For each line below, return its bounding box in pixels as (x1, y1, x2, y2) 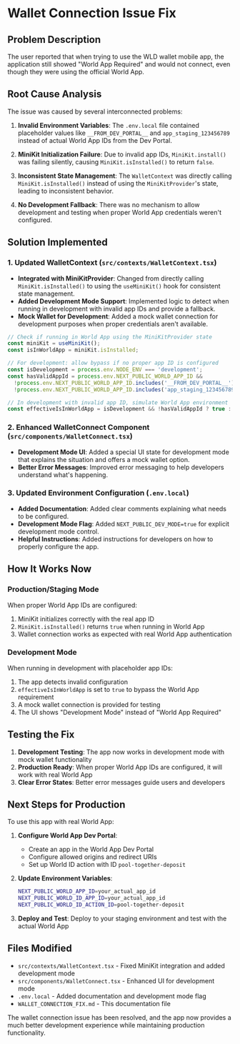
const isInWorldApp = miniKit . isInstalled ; (7, 346, 139, 354)
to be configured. (17, 512, 69, 521)
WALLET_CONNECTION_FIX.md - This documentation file (17, 999, 171, 1008)
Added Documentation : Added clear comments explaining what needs (17, 504, 227, 513)
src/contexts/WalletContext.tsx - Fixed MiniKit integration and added (17, 961, 225, 970)
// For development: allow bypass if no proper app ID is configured (7, 359, 219, 367)
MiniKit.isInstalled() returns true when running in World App (17, 622, 205, 631)
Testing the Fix (7, 728, 75, 741)
